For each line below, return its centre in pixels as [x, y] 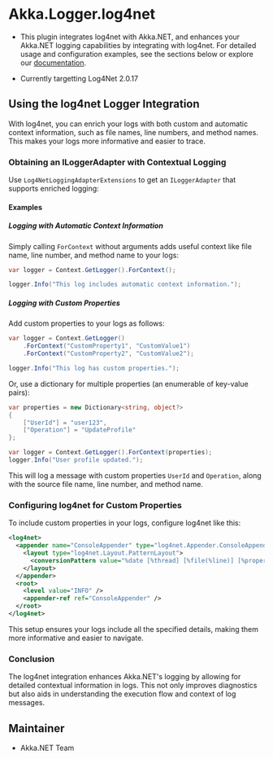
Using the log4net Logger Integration [104, 104]
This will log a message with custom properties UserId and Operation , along [135, 475]
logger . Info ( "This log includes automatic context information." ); [125, 285]
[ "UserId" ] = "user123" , [65, 423]
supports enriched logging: [54, 189]
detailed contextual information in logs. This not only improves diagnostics [133, 686]
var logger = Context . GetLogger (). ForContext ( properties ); [110, 453]
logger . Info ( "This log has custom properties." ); [94, 368]
